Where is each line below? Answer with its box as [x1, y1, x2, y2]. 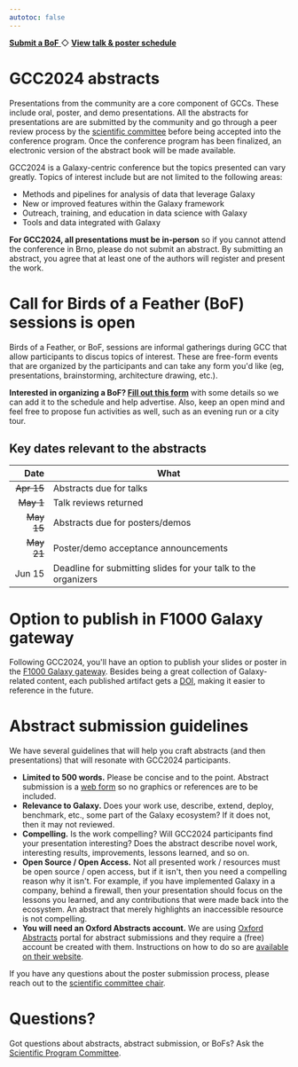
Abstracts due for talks [52, 483, 148, 495]
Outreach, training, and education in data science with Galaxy [21, 208, 248, 218]
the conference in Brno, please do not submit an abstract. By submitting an [9, 243, 284, 254]
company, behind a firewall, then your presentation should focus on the [21, 885, 283, 896]
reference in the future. [9, 685, 94, 696]
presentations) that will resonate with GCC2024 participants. [9, 755, 231, 765]
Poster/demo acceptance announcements [52, 542, 229, 554]
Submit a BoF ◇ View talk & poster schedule [9, 37, 177, 48]
